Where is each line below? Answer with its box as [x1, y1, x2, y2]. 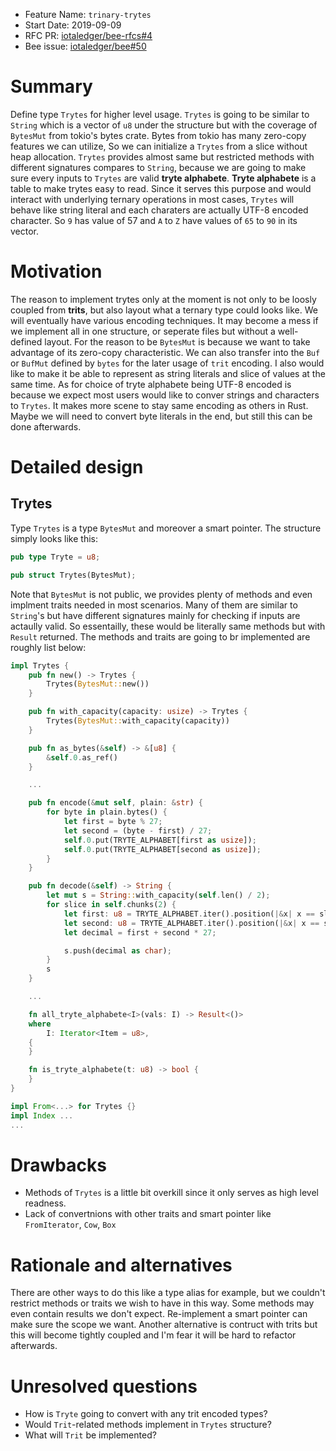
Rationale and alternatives [10, 1254, 233, 1276]
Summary [10, 75, 93, 98]
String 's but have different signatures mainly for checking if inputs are [10, 609, 301, 621]
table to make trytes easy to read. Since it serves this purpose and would [10, 182, 312, 194]
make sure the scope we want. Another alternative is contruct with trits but [10, 1319, 318, 1331]
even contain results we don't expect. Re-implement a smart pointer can [10, 1308, 308, 1320]
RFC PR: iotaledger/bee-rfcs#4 [24, 30, 153, 41]
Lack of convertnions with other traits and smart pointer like [24, 1208, 272, 1220]
